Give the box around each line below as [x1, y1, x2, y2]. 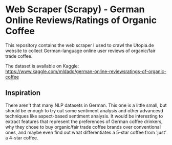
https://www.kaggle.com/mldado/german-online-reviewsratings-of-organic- [5, 68, 166, 75]
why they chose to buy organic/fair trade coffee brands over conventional [5, 124, 161, 130]
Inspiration [5, 88, 41, 98]
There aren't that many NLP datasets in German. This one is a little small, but [5, 102, 167, 108]
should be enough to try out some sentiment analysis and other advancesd [5, 107, 164, 113]
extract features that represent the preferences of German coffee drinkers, [5, 118, 163, 125]
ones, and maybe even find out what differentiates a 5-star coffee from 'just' [5, 129, 167, 135]
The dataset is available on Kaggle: [5, 63, 79, 69]
